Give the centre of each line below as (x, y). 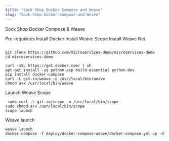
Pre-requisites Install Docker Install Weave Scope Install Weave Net (75, 39)
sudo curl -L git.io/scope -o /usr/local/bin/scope (63, 102)
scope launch (19, 111)
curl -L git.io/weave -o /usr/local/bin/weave (55, 79)
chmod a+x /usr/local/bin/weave (39, 83)
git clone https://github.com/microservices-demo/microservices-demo (80, 52)
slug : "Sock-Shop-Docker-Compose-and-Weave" (53, 15)
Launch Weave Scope (28, 92)
